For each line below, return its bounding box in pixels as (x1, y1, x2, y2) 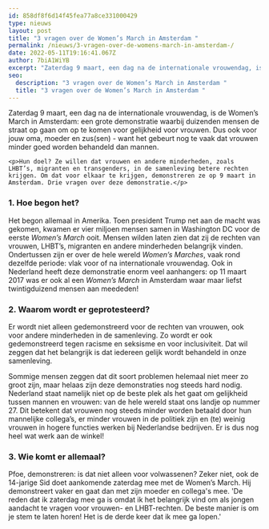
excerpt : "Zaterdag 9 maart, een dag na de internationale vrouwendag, (8, 64, 252, 72)
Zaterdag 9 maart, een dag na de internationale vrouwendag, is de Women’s (8, 108, 259, 118)
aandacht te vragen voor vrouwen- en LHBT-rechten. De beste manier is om (8, 503, 259, 513)
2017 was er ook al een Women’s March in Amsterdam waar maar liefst (8, 275, 243, 285)
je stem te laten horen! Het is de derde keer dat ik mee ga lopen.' (8, 512, 222, 522)
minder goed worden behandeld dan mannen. (8, 142, 159, 152)
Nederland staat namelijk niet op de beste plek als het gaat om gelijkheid (8, 388, 248, 398)
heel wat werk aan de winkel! (8, 430, 104, 441)
